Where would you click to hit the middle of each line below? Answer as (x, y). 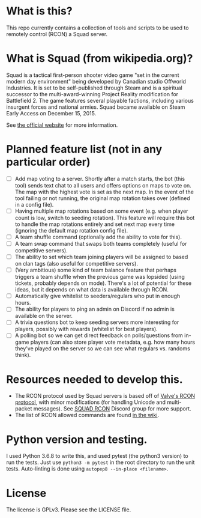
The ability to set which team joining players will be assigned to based (101, 257)
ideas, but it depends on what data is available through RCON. (92, 290)
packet (23, 409)
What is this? (40, 11)
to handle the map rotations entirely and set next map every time (95, 224)
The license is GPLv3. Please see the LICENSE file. (69, 510)
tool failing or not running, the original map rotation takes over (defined (102, 198)
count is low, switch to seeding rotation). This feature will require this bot (105, 218)
